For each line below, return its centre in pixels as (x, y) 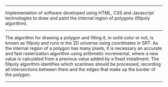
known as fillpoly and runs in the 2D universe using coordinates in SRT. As (82, 43)
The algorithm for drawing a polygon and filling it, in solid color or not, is (79, 38)
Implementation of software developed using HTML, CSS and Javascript (79, 13)
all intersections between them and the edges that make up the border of (80, 69)
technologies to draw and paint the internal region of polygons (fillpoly (77, 18)
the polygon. (18, 75)
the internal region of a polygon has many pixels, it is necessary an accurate (84, 48)
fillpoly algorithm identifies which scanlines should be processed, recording (83, 64)
